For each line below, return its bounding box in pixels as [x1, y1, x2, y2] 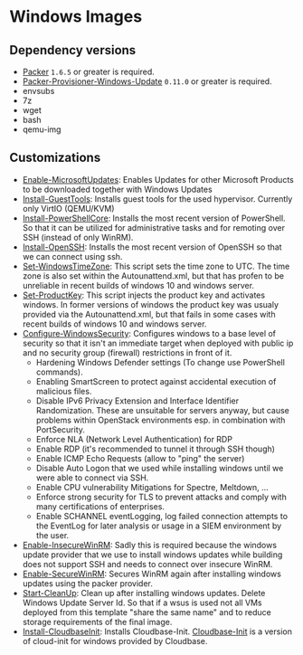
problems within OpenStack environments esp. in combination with [35, 414, 286, 425]
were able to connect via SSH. [35, 472, 149, 483]
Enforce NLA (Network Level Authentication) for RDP [35, 433, 233, 444]
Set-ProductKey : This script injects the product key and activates [22, 290, 265, 300]
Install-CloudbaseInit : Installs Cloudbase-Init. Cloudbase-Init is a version [22, 626, 292, 637]
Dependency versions [9, 43, 137, 58]
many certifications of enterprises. [35, 500, 166, 512]
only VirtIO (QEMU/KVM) [22, 203, 115, 214]
